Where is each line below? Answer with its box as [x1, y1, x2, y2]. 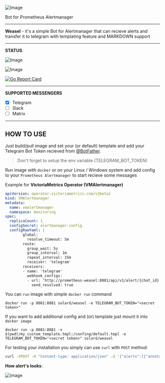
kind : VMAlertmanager [5, 196, 50, 201]
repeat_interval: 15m [27, 255, 71, 260]
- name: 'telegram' [23, 269, 63, 274]
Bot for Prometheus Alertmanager [5, 14, 74, 20]
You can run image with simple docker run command [5, 291, 112, 297]
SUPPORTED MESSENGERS [5, 90, 62, 96]
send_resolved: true [31, 282, 74, 287]
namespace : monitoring [9, 209, 56, 214]
